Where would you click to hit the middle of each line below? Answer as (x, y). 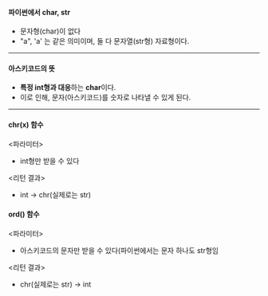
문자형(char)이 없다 (50, 31)
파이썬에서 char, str (39, 12)
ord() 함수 (24, 214)
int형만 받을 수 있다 (49, 161)
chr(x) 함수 (26, 125)
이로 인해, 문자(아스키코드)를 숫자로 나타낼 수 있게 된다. (105, 97)
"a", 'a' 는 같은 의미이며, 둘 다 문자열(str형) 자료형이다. (104, 41)
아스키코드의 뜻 (32, 68)
